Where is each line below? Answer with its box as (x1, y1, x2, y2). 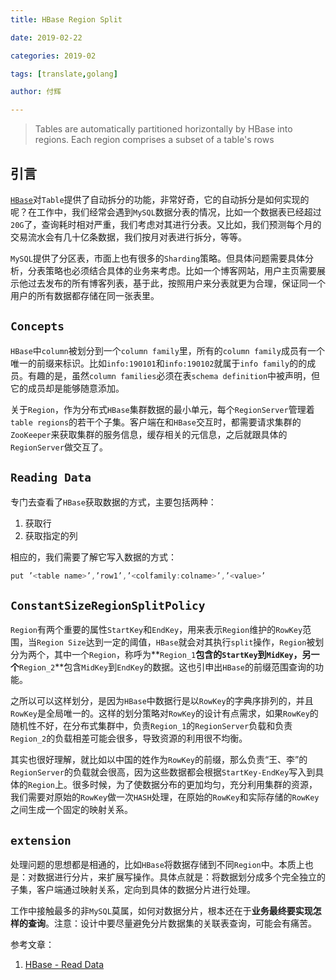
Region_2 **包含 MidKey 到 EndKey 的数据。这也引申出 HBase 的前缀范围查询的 (19, 661, 316, 673)
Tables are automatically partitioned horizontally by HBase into (34, 123, 293, 135)
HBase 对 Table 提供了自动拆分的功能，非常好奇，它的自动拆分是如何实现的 (10, 193, 310, 205)
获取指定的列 (24, 529, 78, 541)
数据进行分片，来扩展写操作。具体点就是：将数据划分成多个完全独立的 (36, 871, 326, 883)
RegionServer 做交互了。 (10, 441, 108, 453)
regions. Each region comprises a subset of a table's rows (34, 134, 275, 146)
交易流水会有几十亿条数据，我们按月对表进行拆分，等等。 (10, 231, 247, 243)
